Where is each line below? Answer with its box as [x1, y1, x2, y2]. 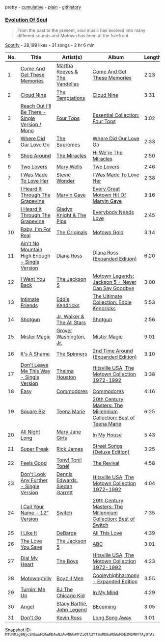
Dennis [56, 471, 73, 478]
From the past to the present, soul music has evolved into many [17, 27, 146, 33]
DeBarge [56, 530, 77, 536]
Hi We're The [92, 149, 123, 156]
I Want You [20, 276, 46, 283]
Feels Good [20, 460, 47, 467]
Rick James [56, 446, 83, 453]
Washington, [56, 333, 85, 340]
